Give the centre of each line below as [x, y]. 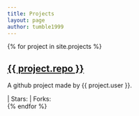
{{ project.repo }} [46, 68]
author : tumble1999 [36, 27]
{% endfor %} [27, 106]
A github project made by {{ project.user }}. [70, 85]
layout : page [26, 20]
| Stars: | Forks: [29, 99]
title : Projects [31, 14]
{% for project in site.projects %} [55, 47]
